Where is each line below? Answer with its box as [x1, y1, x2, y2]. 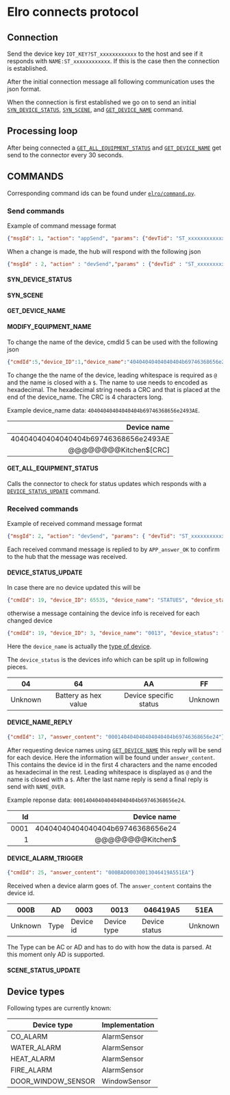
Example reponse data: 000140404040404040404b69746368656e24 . [7, 796, 186, 804]
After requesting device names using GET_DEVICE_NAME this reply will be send [7, 746, 222, 754]
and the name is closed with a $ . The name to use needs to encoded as [7, 378, 208, 387]
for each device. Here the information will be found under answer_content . [7, 753, 216, 761]
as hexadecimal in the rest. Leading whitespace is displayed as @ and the [7, 768, 212, 776]
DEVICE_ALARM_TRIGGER [7, 854, 84, 862]
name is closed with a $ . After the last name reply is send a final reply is [7, 775, 209, 783]
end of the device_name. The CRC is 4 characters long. [7, 393, 164, 401]
